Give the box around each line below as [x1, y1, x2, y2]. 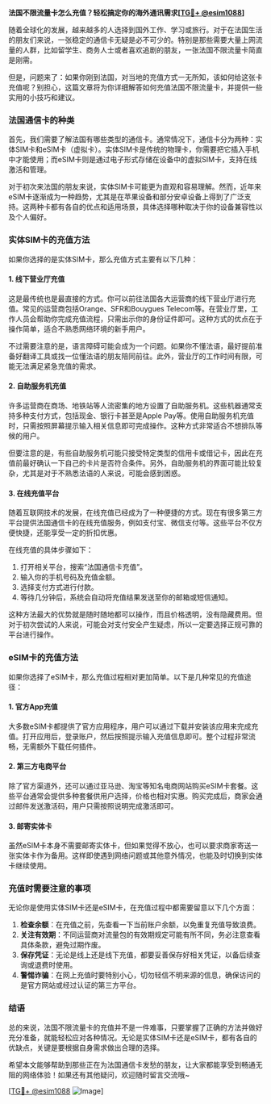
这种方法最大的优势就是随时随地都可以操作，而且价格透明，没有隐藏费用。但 [8, 609, 263, 620]
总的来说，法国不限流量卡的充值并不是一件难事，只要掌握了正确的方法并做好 [8, 1022, 263, 1032]
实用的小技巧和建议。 [8, 93, 79, 102]
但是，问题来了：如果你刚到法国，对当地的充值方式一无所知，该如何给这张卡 [8, 73, 263, 82]
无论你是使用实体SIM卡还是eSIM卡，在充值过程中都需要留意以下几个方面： [8, 903, 257, 913]
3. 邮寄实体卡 [8, 821, 52, 830]
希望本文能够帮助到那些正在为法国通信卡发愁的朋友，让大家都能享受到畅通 [8, 1060, 256, 1069]
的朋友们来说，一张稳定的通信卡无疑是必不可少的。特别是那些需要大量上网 [8, 36, 256, 44]
